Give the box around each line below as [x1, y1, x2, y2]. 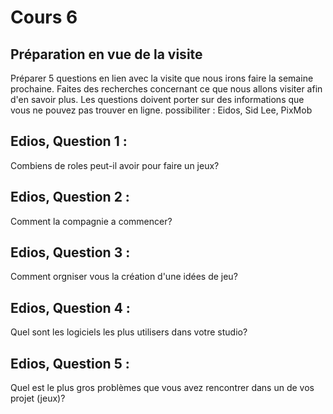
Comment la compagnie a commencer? [10, 215, 173, 227]
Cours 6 [10, 6, 78, 29]
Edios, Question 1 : [10, 133, 128, 150]
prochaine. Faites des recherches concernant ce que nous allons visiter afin [10, 83, 323, 95]
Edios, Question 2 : [10, 189, 130, 206]
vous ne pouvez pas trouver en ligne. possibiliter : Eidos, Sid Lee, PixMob [10, 104, 313, 116]
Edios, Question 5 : [10, 355, 130, 372]
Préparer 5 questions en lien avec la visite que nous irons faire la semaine [10, 72, 314, 84]
